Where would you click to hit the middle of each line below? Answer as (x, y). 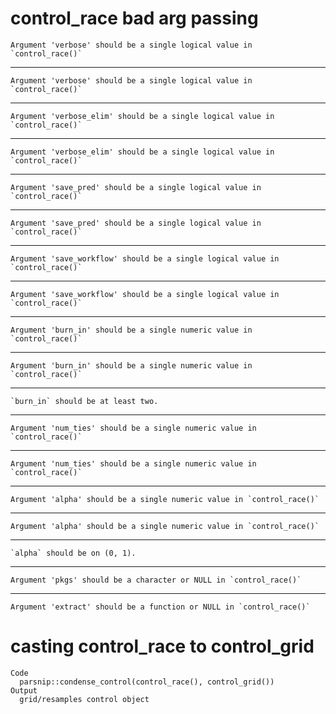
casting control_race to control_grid (162, 646)
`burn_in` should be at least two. (84, 401)
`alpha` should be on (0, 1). (73, 553)
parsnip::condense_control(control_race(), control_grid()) (147, 682)
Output (24, 690)
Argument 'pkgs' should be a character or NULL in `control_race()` (156, 580)
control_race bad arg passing (134, 18)
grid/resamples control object (84, 699)
